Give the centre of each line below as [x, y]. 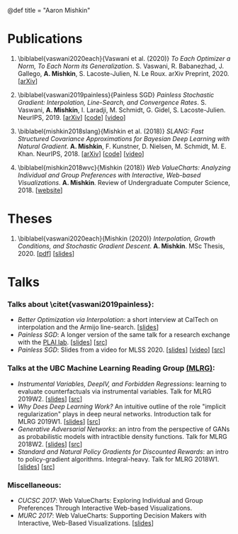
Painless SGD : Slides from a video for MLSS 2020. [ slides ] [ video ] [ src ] [121, 350]
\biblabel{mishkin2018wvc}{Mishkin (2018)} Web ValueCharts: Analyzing [124, 167]
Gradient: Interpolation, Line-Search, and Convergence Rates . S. [112, 102]
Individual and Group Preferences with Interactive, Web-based [109, 175]
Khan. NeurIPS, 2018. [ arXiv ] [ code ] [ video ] [81, 154]
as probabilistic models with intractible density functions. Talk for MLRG [123, 436]
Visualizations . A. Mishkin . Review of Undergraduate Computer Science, [124, 182]
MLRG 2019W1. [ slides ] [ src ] [59, 421]
